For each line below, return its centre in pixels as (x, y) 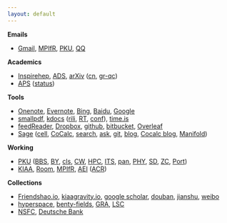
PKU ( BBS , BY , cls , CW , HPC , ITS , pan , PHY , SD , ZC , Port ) (102, 161)
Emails (17, 34)
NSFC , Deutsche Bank (50, 212)
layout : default (31, 14)
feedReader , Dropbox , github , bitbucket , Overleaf (90, 126)
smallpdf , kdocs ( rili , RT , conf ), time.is (73, 118)
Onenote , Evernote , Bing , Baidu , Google (76, 110)
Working (20, 147)
